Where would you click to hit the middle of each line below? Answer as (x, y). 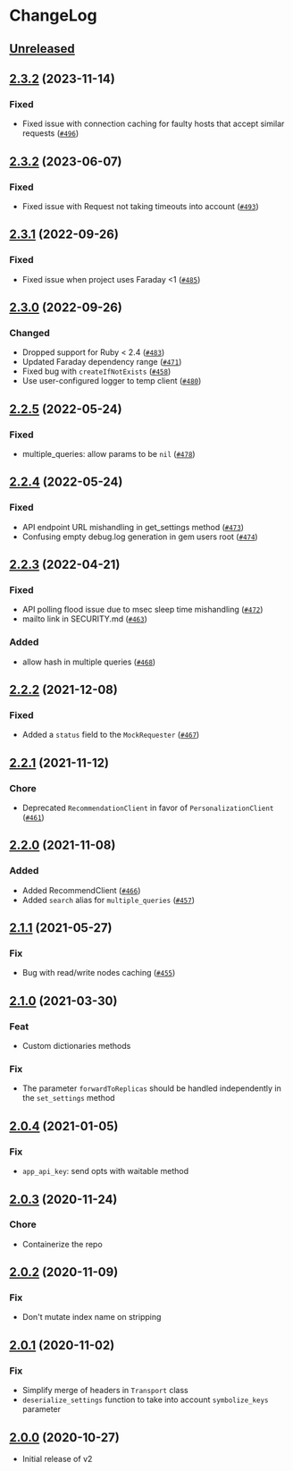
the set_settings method (68, 1098)
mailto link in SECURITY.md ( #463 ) (84, 619)
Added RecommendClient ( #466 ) (81, 890)
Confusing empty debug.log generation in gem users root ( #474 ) (140, 537)
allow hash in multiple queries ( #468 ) (89, 662)
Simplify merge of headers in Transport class (105, 1391)
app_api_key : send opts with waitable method (105, 1171)
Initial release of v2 (57, 1458)
